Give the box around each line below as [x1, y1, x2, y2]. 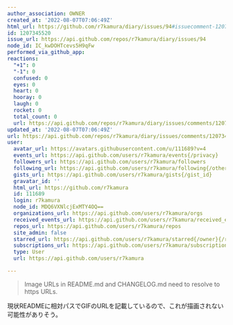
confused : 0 [13, 74, 49, 82]
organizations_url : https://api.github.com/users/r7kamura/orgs [13, 210, 203, 217]
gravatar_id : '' [13, 177, 60, 184]
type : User [13, 249, 45, 256]
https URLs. [24, 287, 58, 295]
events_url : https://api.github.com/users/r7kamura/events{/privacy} [13, 152, 218, 159]
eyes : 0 [13, 81, 36, 88]
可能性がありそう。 [7, 310, 62, 319]
